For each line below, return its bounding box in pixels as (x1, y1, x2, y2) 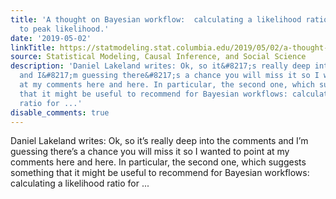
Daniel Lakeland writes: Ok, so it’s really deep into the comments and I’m (10, 135, 309, 147)
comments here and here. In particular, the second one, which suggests (10, 156, 307, 168)
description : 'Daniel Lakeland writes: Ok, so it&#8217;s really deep (10, 61, 311, 71)
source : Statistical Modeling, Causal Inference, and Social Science (10, 52, 307, 62)
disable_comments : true (10, 107, 110, 118)
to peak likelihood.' (19, 24, 110, 34)
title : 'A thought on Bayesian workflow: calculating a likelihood (10, 14, 302, 25)
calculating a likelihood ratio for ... (10, 177, 150, 190)
